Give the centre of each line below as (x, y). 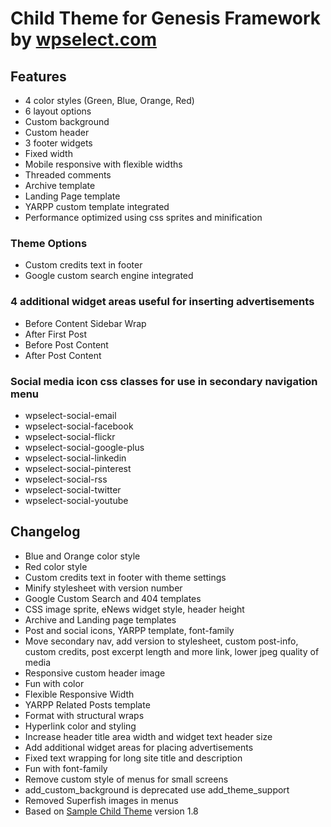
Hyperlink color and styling (80, 726)
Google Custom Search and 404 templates (113, 598)
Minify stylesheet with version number (103, 588)
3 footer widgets (58, 143)
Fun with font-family (66, 768)
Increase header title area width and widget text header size (148, 736)
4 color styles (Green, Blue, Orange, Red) (109, 100)
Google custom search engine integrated (109, 276)
